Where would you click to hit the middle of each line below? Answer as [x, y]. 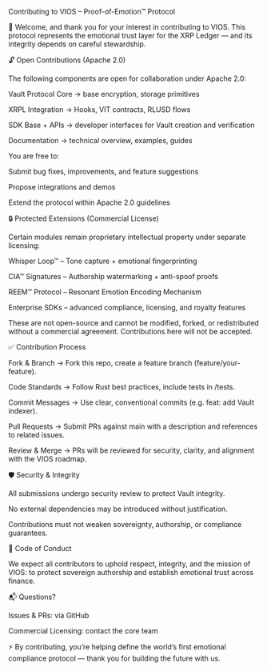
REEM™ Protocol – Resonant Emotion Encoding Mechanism [105, 292]
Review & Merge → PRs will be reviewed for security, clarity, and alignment [132, 450]
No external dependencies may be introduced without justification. [118, 509]
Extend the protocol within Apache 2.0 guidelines [89, 202]
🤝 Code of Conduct [40, 548]
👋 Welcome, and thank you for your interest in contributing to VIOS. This [127, 27]
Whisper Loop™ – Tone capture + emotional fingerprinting [103, 261]
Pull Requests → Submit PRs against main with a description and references [133, 426]
